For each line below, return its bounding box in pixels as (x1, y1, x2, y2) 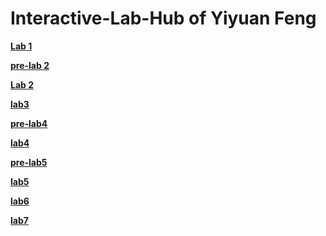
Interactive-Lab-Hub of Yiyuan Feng (10, 7, 317, 30)
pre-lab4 (10, 117, 48, 129)
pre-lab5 (10, 156, 48, 168)
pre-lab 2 (10, 59, 50, 71)
